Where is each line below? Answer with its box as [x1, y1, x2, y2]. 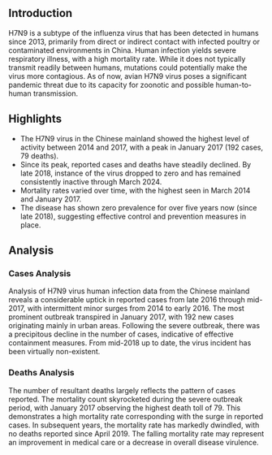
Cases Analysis [8, 267, 71, 279]
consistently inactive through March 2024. [19, 176, 162, 186]
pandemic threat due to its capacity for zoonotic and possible [8, 80, 214, 89]
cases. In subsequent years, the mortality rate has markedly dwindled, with [8, 420, 260, 430]
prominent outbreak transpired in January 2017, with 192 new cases [8, 312, 234, 322]
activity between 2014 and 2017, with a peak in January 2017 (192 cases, [19, 142, 264, 152]
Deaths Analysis [8, 367, 75, 379]
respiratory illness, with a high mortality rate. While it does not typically [8, 54, 246, 63]
